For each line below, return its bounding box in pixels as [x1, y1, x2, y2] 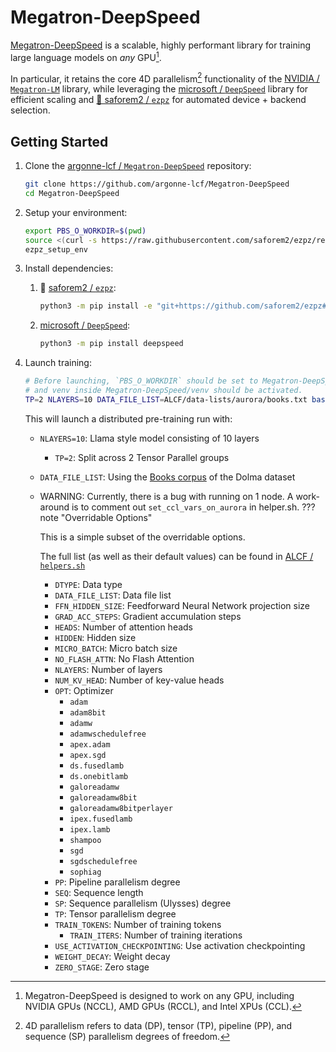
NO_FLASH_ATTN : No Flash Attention [54, 652, 195, 665]
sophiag [69, 867, 102, 877]
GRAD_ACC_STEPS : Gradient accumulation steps [54, 610, 242, 622]
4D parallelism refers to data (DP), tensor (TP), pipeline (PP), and [24, 1019, 293, 1031]
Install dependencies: [24, 262, 114, 275]
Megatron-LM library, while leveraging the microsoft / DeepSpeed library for [10, 83, 309, 95]
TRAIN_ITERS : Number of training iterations [69, 929, 243, 941]
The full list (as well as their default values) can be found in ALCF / [39, 550, 314, 562]
